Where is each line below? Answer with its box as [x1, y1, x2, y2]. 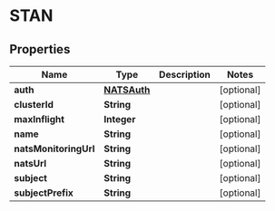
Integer [103, 113, 136, 125]
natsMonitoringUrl [14, 142, 95, 155]
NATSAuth [103, 83, 151, 96]
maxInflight [14, 113, 65, 125]
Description [158, 69, 211, 81]
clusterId [14, 99, 54, 110]
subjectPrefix [14, 187, 74, 199]
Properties [9, 42, 71, 57]
